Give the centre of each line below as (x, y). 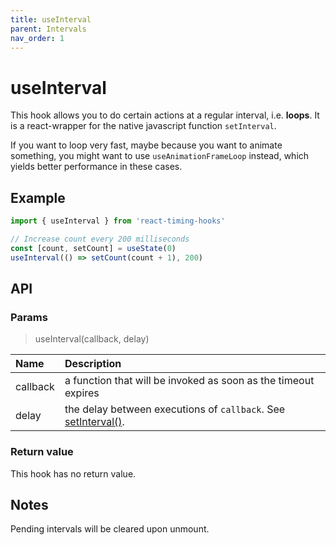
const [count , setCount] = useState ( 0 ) (93, 248)
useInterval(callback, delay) (92, 339)
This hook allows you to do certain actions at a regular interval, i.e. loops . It (165, 115)
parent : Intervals (48, 29)
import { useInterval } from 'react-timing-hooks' (118, 221)
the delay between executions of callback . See (175, 409)
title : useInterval (51, 19)
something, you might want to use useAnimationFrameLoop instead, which (160, 156)
